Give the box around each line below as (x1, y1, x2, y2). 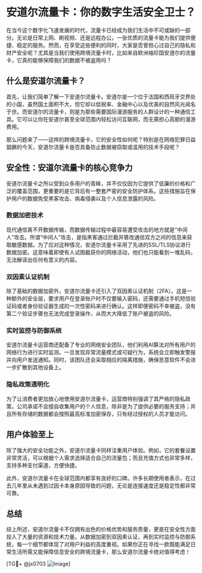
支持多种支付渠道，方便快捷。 (6, 461, 80, 469)
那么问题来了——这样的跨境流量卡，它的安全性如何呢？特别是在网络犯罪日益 (6, 136, 196, 143)
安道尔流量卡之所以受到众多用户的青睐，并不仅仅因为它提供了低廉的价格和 (6, 180, 191, 187)
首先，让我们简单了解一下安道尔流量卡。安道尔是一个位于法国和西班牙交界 (6, 93, 191, 100)
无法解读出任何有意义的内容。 (6, 256, 80, 263)
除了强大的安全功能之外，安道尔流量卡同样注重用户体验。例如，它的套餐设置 (6, 446, 196, 454)
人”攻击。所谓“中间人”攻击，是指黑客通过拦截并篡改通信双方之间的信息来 (6, 233, 188, 241)
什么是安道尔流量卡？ (6, 76, 85, 86)
